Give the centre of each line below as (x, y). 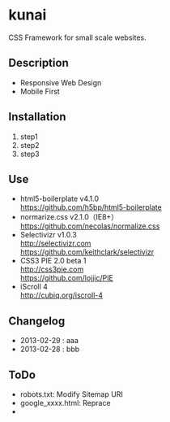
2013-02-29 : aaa (49, 341)
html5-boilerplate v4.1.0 (59, 199)
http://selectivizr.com (55, 244)
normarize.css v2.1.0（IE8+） (69, 217)
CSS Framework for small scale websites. (78, 37)
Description (38, 63)
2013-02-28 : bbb (50, 349)
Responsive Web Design (61, 82)
